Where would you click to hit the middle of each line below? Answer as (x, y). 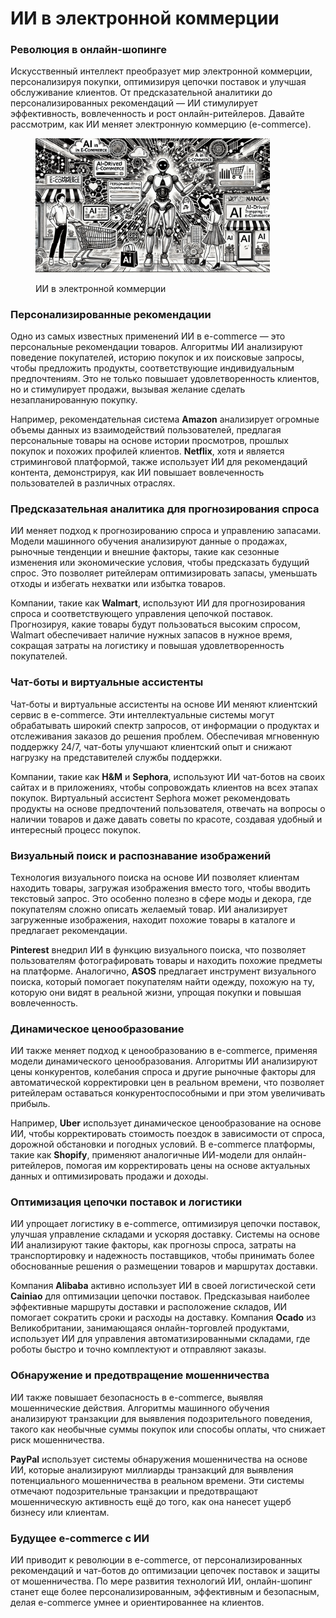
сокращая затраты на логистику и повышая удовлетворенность (147, 646)
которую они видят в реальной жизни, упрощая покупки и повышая (156, 992)
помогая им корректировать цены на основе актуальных (188, 1166)
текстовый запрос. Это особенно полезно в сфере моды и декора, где (161, 898)
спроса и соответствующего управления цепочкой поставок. (142, 614)
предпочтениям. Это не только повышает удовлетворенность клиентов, (165, 378)
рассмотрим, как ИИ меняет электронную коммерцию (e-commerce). (161, 124)
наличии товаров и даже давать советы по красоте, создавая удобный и (166, 819)
